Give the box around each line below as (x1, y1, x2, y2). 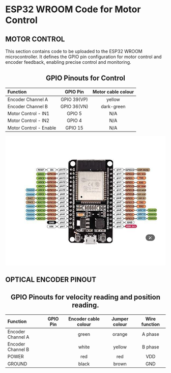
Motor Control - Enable (7, 125, 56, 131)
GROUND (7, 361, 27, 367)
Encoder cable (68, 315, 100, 322)
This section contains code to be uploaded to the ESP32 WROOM (5, 48, 142, 54)
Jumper (111, 315, 129, 322)
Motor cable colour (92, 89, 134, 95)
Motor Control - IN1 (7, 111, 50, 117)
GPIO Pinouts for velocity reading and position (11, 292, 160, 302)
